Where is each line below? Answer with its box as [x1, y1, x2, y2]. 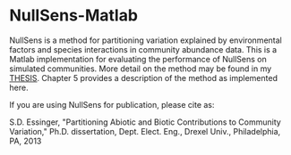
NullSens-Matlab [9, 5, 139, 26]
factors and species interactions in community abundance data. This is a [9, 44, 278, 54]
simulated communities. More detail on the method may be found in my [9, 63, 272, 74]
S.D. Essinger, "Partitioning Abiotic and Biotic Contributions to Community [9, 117, 282, 127]
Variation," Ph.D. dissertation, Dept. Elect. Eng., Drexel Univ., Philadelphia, [9, 126, 281, 136]
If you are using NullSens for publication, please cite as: [9, 99, 215, 110]
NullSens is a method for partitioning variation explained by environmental [9, 35, 282, 45]
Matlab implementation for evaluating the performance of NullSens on [9, 53, 267, 64]
